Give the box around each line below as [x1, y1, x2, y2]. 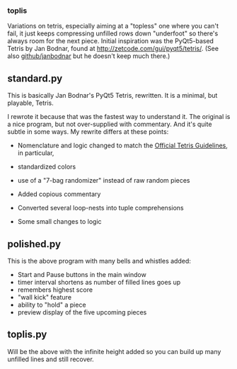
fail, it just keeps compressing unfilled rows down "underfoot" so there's [7, 29, 219, 38]
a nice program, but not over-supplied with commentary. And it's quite [7, 120, 212, 129]
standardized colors [17, 162, 76, 171]
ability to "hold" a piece [17, 300, 86, 309]
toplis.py [7, 329, 47, 341]
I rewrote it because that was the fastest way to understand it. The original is [7, 113, 231, 121]
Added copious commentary [17, 190, 101, 198]
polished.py [7, 238, 62, 250]
